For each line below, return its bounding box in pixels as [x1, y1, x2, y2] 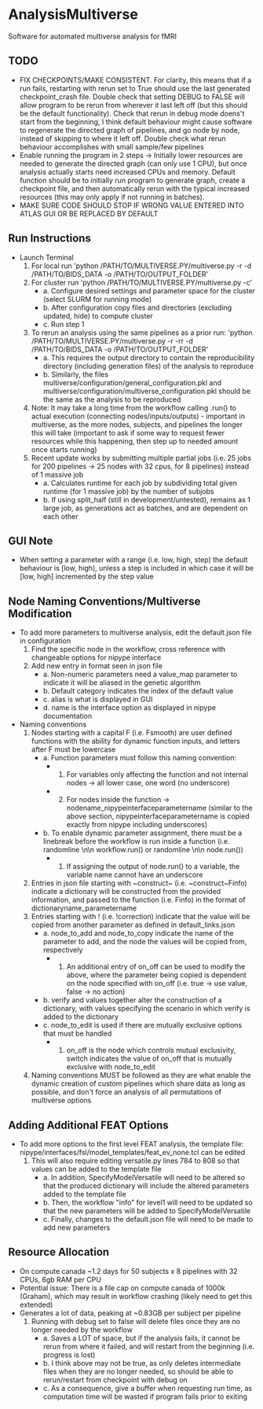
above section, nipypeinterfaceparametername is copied [66, 811, 250, 821]
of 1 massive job [31, 469, 84, 479]
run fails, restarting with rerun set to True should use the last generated [19, 83, 250, 93]
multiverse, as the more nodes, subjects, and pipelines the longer [31, 419, 243, 429]
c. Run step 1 [42, 319, 85, 329]
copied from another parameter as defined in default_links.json [31, 920, 236, 929]
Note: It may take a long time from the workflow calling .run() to [31, 403, 237, 412]
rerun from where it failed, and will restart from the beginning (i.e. [42, 1341, 255, 1351]
